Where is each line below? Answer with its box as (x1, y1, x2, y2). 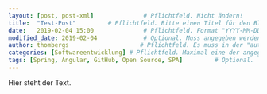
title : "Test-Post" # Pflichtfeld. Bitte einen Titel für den (8, 19, 250, 27)
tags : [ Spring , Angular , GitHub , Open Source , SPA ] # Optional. (8, 57, 254, 65)
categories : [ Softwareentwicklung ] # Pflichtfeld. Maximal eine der (8, 49, 240, 57)
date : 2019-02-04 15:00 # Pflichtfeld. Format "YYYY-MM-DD (8, 26, 261, 34)
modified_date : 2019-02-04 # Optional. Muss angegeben (8, 33, 237, 42)
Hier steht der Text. (8, 77, 72, 88)
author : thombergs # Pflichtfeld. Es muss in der (8, 41, 244, 49)
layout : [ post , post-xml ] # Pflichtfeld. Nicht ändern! (8, 11, 244, 20)
